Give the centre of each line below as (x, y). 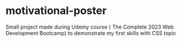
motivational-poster (56, 11)
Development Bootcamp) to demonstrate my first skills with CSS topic (91, 33)
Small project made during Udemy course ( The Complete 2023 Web (90, 27)
